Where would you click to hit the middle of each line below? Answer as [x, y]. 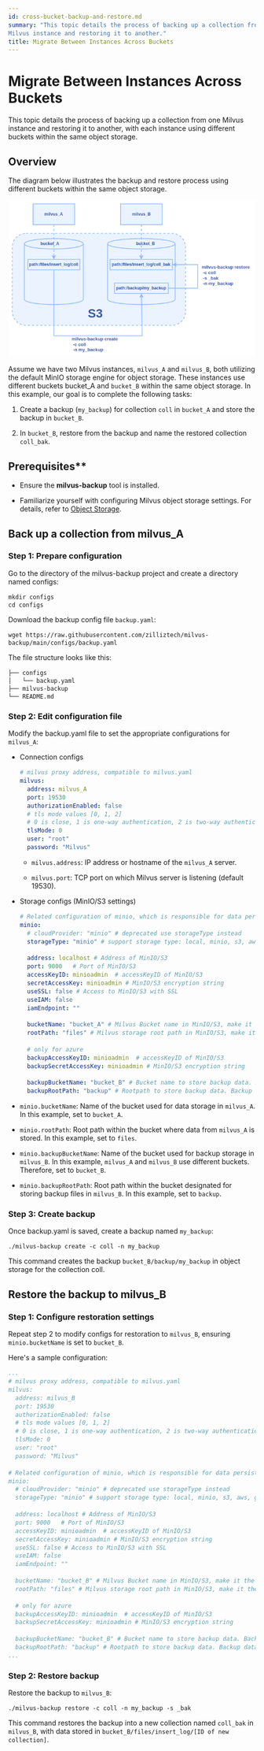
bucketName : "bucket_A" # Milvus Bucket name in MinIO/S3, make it [140, 1025]
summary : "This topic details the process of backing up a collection [126, 25]
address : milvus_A [57, 789]
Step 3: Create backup [52, 1215]
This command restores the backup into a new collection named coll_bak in [131, 1723]
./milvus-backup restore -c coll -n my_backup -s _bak [100, 1708]
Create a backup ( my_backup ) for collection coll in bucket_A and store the [137, 410]
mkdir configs [31, 597]
